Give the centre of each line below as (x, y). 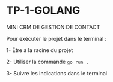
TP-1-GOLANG (43, 10)
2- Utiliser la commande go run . (47, 62)
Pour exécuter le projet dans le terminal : (56, 38)
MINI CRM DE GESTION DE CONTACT (53, 27)
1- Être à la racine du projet (40, 50)
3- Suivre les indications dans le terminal (56, 73)
